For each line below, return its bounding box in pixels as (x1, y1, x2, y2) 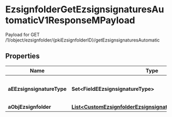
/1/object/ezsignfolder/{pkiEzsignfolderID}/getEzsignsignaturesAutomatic (5, 37, 160, 43)
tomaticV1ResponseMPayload (5, 14, 136, 26)
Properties (5, 52, 40, 61)
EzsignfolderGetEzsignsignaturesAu (5, 4, 164, 15)
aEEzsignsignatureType (8, 85, 67, 92)
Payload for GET (5, 31, 40, 37)
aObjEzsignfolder (8, 103, 51, 110)
